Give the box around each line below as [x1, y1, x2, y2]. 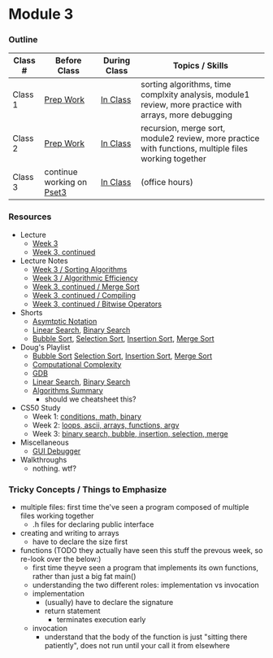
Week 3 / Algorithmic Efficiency [32, 273, 138, 283]
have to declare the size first [32, 537, 128, 546]
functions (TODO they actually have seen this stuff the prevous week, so [19, 546, 263, 555]
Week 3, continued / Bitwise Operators [32, 299, 162, 309]
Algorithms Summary [32, 385, 103, 395]
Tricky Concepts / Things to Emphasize [8, 484, 167, 495]
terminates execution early [56, 615, 146, 625]
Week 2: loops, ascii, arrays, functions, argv [32, 420, 180, 430]
